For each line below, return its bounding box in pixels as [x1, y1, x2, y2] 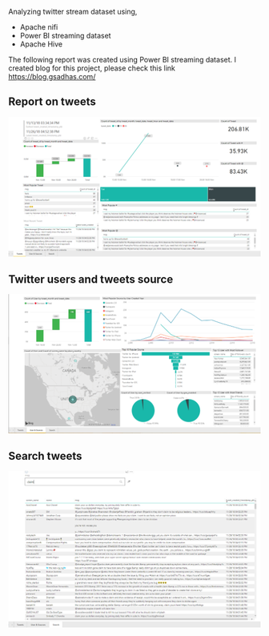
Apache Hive [19, 39, 62, 49]
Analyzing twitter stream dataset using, [8, 7, 138, 16]
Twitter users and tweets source [8, 272, 174, 286]
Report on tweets [8, 95, 96, 109]
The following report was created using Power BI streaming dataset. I [8, 55, 236, 64]
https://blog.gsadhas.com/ [8, 72, 96, 81]
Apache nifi [19, 22, 58, 31]
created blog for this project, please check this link [8, 63, 176, 73]
